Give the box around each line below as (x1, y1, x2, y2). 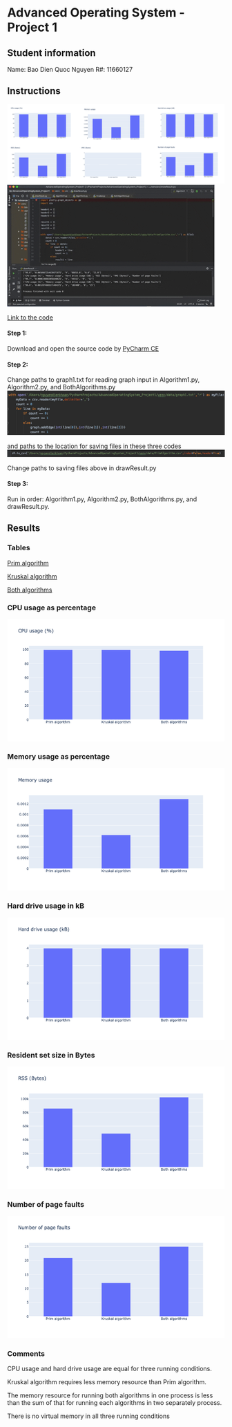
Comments (7, 1348, 45, 1358)
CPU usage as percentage (7, 603, 97, 612)
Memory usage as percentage (7, 752, 110, 761)
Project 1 (7, 19, 57, 35)
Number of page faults (7, 1199, 85, 1209)
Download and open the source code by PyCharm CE (7, 344, 159, 353)
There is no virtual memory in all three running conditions (7, 1412, 171, 1420)
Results (7, 523, 41, 534)
